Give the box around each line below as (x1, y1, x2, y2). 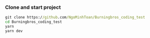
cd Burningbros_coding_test (5, 19, 63, 24)
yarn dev (5, 28, 23, 33)
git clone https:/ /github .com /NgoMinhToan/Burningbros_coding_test (5, 15, 146, 20)
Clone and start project (5, 4, 61, 11)
